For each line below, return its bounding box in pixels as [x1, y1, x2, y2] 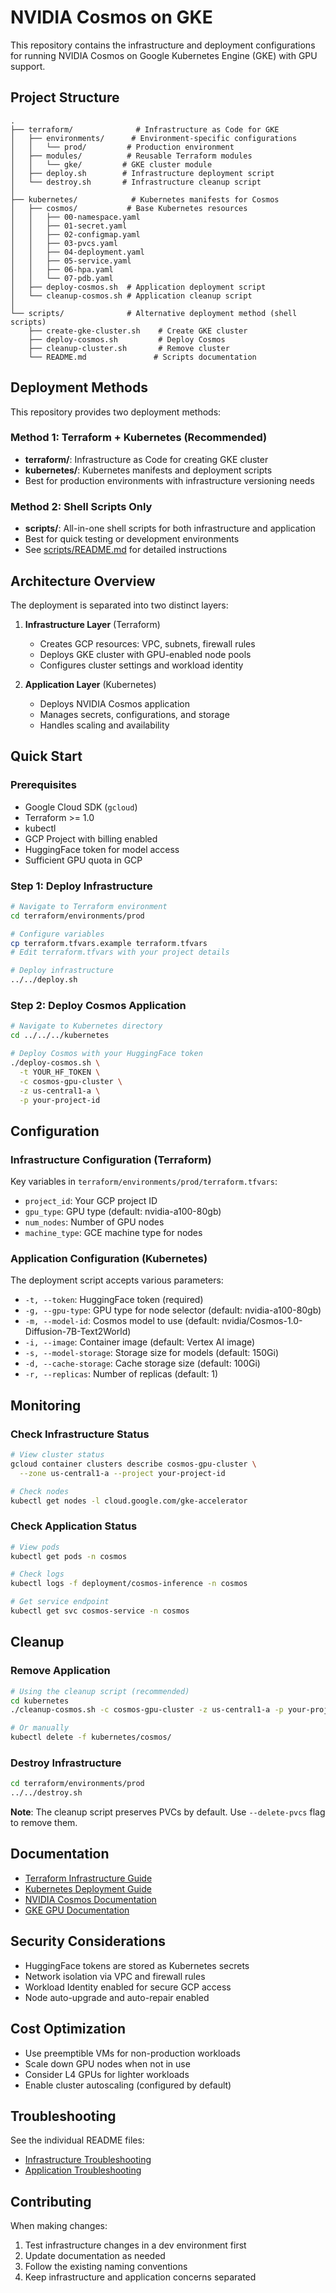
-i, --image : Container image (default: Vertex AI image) [24, 1336, 256, 1348]
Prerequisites [10, 778, 77, 792]
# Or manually [10, 1723, 70, 1733]
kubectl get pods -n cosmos [10, 1551, 128, 1561]
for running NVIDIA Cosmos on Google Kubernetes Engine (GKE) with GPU [10, 49, 318, 61]
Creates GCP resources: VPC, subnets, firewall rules [39, 637, 256, 650]
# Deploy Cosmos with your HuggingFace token [10, 1049, 203, 1059]
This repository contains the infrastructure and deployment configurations [10, 39, 316, 51]
